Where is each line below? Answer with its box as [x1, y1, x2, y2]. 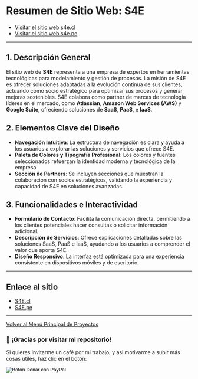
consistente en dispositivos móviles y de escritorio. [14, 259, 140, 266]
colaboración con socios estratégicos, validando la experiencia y [14, 176, 173, 184]
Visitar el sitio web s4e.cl [14, 24, 75, 31]
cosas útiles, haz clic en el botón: [6, 355, 87, 362]
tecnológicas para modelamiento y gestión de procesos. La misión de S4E [6, 74, 186, 81]
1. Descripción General [6, 53, 91, 63]
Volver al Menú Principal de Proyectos [6, 321, 99, 328]
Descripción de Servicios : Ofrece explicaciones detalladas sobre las [14, 234, 183, 241]
